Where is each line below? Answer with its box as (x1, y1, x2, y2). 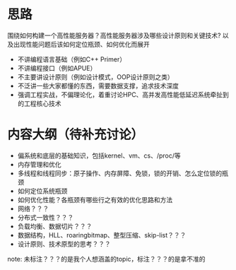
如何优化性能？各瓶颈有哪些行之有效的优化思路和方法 (17, 195, 173, 204)
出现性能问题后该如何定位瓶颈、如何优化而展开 (13, 40, 150, 48)
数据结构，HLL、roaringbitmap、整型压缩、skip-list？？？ (17, 230, 187, 239)
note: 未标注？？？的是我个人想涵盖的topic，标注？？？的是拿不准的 (7, 254, 206, 263)
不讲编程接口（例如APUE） (17, 64, 97, 72)
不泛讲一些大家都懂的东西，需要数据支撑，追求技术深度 (17, 81, 179, 90)
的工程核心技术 (17, 99, 61, 107)
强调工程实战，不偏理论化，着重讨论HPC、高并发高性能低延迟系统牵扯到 (17, 90, 230, 99)
